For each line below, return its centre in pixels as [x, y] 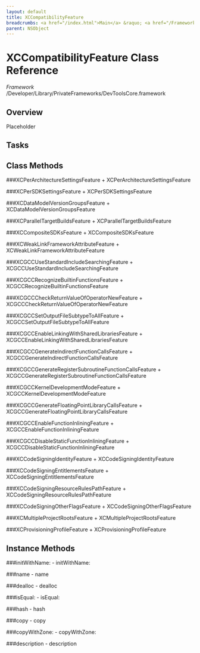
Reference [32, 71]
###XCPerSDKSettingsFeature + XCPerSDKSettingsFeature [79, 192]
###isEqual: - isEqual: [33, 597]
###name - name [28, 574]
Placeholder [21, 127]
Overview [25, 112]
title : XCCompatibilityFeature [45, 17]
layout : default [26, 12]
